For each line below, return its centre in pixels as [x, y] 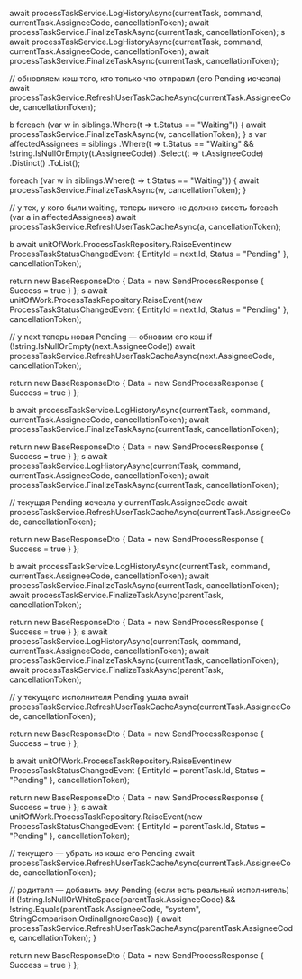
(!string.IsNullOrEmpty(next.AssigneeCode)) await [102, 346]
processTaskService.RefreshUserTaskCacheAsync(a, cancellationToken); [145, 226]
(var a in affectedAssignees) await [73, 217]
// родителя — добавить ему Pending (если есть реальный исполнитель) [150, 890]
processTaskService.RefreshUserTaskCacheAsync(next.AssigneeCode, [142, 356]
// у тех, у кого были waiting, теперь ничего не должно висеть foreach [144, 208]
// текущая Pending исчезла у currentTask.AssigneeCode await [128, 503]
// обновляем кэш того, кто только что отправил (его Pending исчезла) [146, 79]
